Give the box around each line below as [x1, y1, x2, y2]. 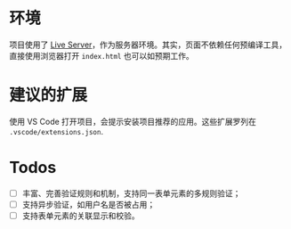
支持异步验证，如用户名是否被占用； [21, 199, 156, 209]
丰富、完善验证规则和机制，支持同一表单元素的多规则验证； [21, 188, 241, 199]
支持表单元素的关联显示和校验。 [21, 210, 140, 221]
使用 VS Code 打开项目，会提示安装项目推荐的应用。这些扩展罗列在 [9, 116, 256, 127]
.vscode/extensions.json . [9, 126, 104, 136]
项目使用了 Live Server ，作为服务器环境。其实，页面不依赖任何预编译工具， [9, 39, 287, 50]
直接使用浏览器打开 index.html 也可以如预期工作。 [9, 50, 194, 61]
